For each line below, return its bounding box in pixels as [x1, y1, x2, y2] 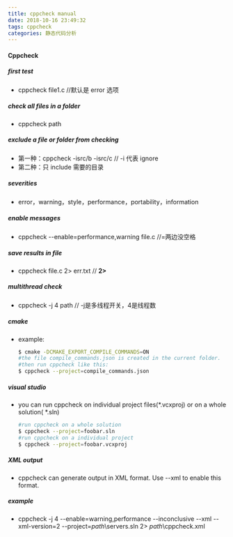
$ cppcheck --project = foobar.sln [17, 428, 115, 434]
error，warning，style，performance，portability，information [17, 197, 199, 206]
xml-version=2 [17, 522, 61, 530]
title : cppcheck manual [8, 10, 77, 17]
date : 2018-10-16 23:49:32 [8, 17, 86, 24]
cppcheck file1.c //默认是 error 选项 [17, 85, 119, 94]
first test [8, 67, 33, 75]
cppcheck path [17, 119, 62, 128]
